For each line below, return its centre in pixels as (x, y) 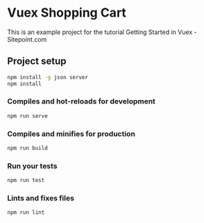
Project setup (37, 61)
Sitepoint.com (27, 39)
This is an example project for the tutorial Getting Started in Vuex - (102, 32)
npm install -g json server (48, 77)
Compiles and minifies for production (71, 133)
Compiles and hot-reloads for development (82, 101)
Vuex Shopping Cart (67, 13)
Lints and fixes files (41, 198)
